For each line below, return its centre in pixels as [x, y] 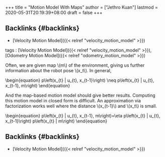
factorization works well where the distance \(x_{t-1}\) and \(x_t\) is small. [81, 106]
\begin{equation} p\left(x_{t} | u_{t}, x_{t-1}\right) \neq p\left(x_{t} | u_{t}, [80, 80]
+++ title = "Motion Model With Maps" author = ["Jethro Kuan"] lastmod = [82, 7]
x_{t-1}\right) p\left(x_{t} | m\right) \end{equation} [56, 121]
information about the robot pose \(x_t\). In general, [58, 70]
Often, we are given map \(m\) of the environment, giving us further [75, 65]
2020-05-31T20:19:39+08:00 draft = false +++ [54, 13]
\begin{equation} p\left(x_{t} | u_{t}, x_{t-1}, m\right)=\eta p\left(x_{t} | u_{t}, [83, 115]
